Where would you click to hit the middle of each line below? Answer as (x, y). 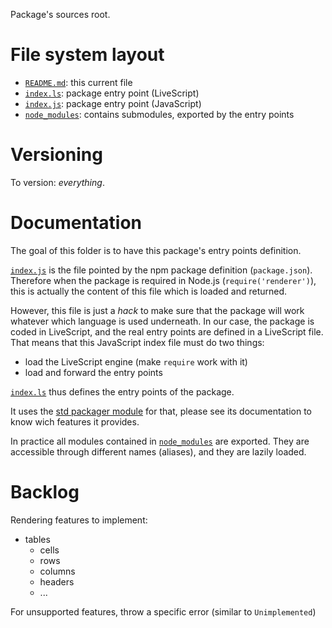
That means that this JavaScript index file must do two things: (137, 342)
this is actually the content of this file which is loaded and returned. (149, 291)
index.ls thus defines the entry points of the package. (122, 391)
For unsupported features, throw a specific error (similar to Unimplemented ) (163, 611)
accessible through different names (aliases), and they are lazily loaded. (158, 451)
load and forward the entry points (93, 372)
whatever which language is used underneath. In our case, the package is (162, 321)
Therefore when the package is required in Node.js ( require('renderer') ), (163, 280)
